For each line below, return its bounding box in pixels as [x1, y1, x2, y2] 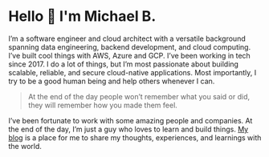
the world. [8, 141, 43, 151]
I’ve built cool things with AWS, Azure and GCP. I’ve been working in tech [8, 50, 251, 60]
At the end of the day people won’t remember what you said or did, [27, 91, 251, 101]
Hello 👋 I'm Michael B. [8, 7, 157, 26]
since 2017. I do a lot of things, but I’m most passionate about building [8, 59, 239, 69]
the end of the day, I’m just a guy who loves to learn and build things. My [8, 124, 249, 134]
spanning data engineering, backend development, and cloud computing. [8, 42, 251, 51]
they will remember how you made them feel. [27, 100, 178, 110]
